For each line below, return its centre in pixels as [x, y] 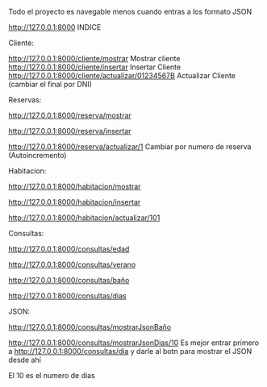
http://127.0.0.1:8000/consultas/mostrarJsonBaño [90, 327]
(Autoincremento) [38, 155]
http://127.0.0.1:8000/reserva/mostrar [70, 115]
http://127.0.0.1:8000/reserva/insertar [70, 131]
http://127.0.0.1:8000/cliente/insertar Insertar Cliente [95, 67]
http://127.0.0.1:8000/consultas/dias [67, 296]
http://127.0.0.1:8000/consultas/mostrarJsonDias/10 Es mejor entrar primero [134, 343]
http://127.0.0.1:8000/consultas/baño [69, 280]
